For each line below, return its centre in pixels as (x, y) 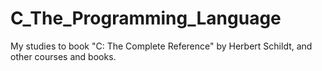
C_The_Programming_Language (146, 18)
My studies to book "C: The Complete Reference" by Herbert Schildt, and (161, 46)
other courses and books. (63, 56)
